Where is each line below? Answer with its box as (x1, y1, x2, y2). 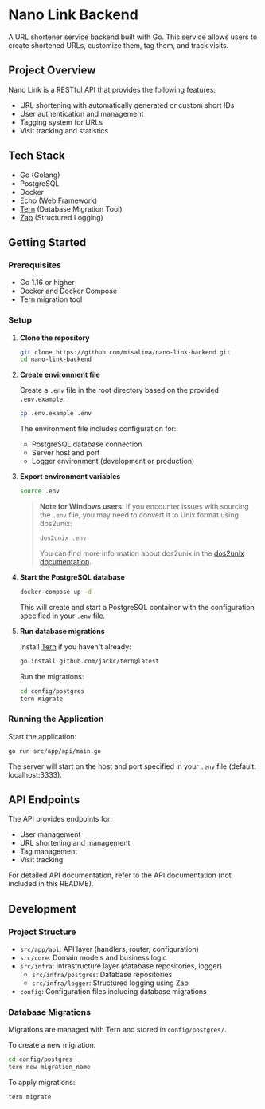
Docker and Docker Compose (19, 286, 118, 296)
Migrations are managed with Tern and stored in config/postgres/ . (8, 1024, 227, 1035)
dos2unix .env (39, 534, 87, 542)
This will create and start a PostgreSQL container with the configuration (19, 602, 255, 612)
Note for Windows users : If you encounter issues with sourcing (39, 501, 249, 512)
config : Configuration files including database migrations (19, 987, 207, 996)
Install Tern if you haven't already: (19, 641, 131, 652)
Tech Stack (8, 149, 65, 163)
